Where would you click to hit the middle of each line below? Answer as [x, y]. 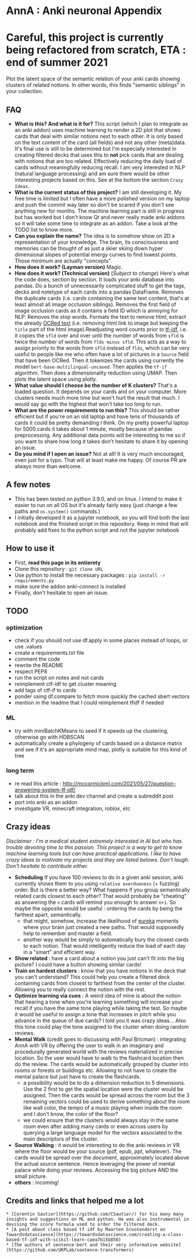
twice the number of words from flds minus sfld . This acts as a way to [100, 342]
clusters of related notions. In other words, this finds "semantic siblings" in [96, 85]
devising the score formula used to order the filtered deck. [83, 1224]
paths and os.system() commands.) [57, 511]
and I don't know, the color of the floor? [71, 1114]
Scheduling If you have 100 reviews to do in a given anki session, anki [99, 877]
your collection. [25, 91]
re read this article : [38, 783]
